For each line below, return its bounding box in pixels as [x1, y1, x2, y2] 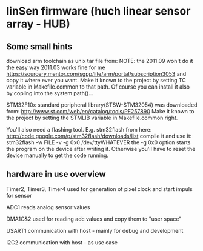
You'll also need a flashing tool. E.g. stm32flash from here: [6, 126, 152, 133]
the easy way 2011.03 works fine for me [6, 64, 105, 71]
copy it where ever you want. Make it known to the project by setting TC [6, 77, 186, 84]
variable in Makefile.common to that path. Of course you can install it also [6, 83, 190, 90]
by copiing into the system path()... [6, 90, 94, 96]
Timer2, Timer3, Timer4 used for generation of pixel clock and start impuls [6, 185, 193, 192]
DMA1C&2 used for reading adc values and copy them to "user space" [6, 215, 182, 223]
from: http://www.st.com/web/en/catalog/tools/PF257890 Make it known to [6, 108, 195, 115]
